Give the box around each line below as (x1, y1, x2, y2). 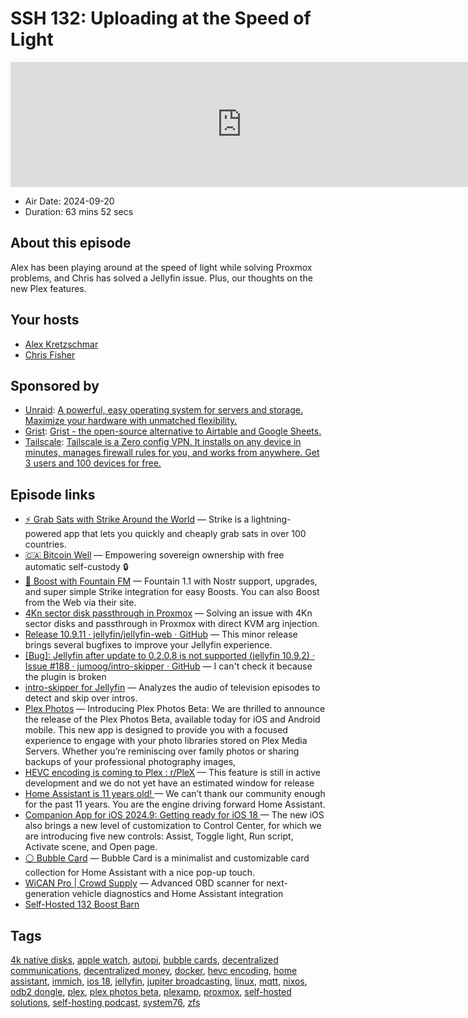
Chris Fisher (24, 348, 76, 361)
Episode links (10, 486, 96, 503)
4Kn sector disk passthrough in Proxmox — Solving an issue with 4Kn (24, 607, 313, 619)
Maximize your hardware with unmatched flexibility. (24, 415, 238, 427)
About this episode (10, 235, 132, 252)
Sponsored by (10, 377, 100, 394)
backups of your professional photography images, (24, 756, 237, 768)
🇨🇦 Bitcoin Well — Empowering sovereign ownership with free (24, 549, 285, 561)
